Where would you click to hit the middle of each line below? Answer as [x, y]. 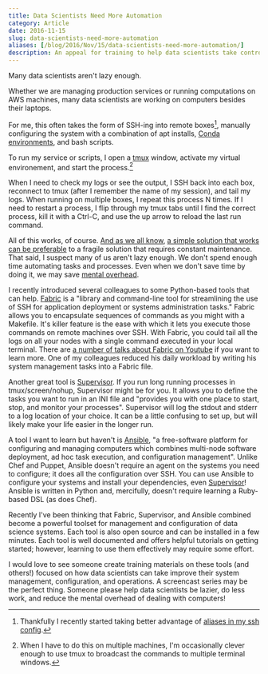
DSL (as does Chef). [64, 500]
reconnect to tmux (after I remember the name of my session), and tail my [130, 191]
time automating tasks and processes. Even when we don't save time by [127, 266]
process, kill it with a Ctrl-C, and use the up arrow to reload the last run [125, 217]
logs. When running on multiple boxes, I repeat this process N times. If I [126, 200]
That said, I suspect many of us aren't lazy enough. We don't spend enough [133, 257]
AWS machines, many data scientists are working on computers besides [127, 100]
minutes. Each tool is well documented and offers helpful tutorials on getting [134, 540]
